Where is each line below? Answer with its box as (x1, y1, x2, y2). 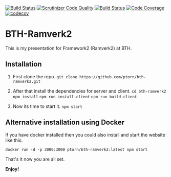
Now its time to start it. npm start (12, 103, 83, 109)
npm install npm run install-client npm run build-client (12, 94, 137, 99)
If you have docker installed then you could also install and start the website (5, 131, 165, 138)
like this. (5, 137, 23, 143)
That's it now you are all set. (5, 156, 65, 162)
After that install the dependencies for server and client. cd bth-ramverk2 (12, 87, 166, 94)
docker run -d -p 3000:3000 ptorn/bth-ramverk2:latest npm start (5, 147, 147, 152)
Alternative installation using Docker (5, 118, 125, 127)
